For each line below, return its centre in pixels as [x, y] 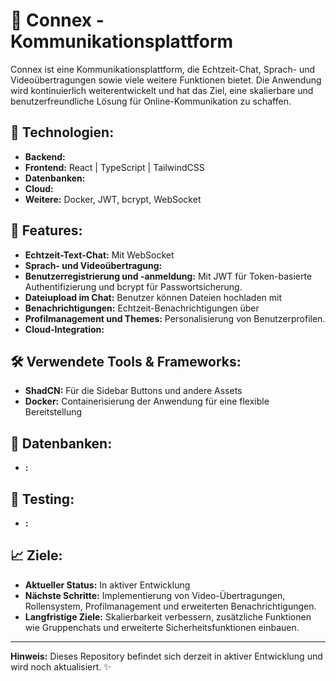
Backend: [45, 156]
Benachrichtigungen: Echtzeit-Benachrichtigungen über [142, 308]
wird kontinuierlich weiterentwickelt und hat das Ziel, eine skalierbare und [162, 90]
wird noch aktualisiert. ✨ [61, 666]
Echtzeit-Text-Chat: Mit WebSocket [99, 255]
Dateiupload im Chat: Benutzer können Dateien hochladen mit [153, 297]
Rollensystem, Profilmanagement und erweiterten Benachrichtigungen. [170, 606]
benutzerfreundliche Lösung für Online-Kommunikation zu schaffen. [151, 101]
